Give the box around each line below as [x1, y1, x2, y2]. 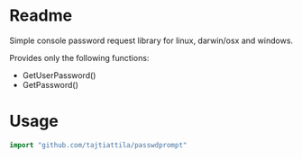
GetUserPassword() [22, 69, 96, 81]
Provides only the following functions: [9, 52, 150, 63]
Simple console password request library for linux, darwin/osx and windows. [9, 35, 294, 46]
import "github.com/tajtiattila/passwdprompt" [9, 140, 188, 149]
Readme [9, 5, 73, 26]
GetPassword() [22, 79, 78, 90]
